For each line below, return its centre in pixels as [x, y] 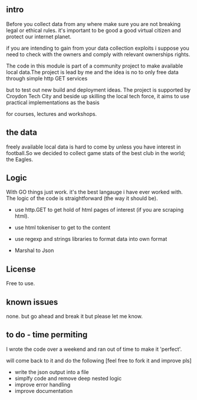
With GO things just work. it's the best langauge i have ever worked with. [94, 192]
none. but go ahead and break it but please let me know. [75, 317]
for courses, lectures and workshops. [52, 114]
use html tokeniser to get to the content [63, 228]
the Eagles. [20, 159]
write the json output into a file [52, 372]
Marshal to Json [34, 250]
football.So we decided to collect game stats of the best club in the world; [96, 153]
